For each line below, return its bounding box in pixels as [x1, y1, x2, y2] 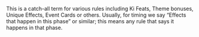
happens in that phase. [6, 24, 63, 31]
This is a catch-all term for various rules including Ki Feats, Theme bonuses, [6, 5, 194, 12]
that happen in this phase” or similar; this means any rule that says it [6, 18, 174, 24]
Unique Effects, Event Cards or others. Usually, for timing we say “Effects [6, 11, 186, 18]
